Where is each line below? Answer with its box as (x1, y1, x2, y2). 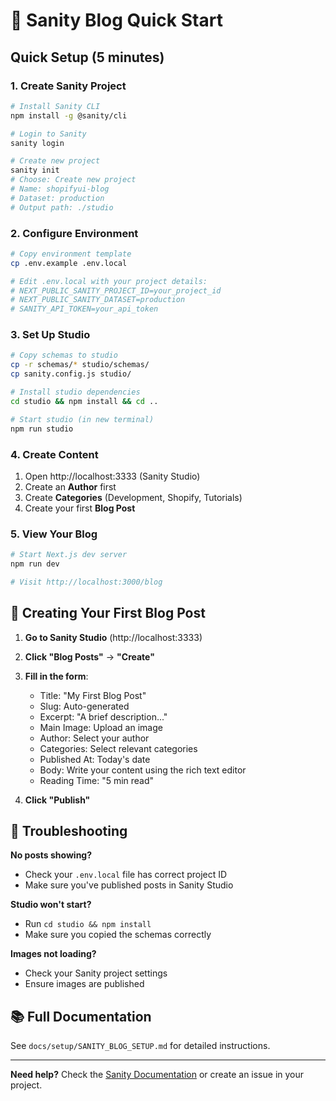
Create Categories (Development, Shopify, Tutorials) (24, 491, 243, 503)
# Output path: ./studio (10, 202, 114, 213)
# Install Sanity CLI (10, 101, 101, 111)
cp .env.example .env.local (10, 258, 128, 268)
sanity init (10, 165, 60, 176)
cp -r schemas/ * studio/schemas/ (10, 360, 150, 370)
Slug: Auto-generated (39, 700, 130, 712)
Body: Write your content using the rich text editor (39, 764, 247, 776)
